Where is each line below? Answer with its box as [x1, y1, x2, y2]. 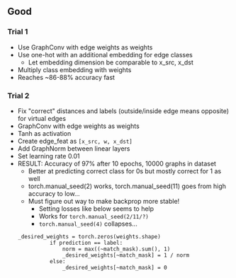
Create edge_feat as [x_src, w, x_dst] [17, 137, 133, 145]
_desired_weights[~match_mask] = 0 [62, 264, 168, 271]
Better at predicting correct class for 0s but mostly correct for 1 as [28, 166, 222, 175]
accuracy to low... [28, 189, 80, 197]
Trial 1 [7, 27, 28, 37]
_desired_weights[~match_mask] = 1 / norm [62, 251, 190, 259]
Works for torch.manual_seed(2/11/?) [38, 212, 149, 220]
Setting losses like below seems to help [38, 204, 154, 213]
